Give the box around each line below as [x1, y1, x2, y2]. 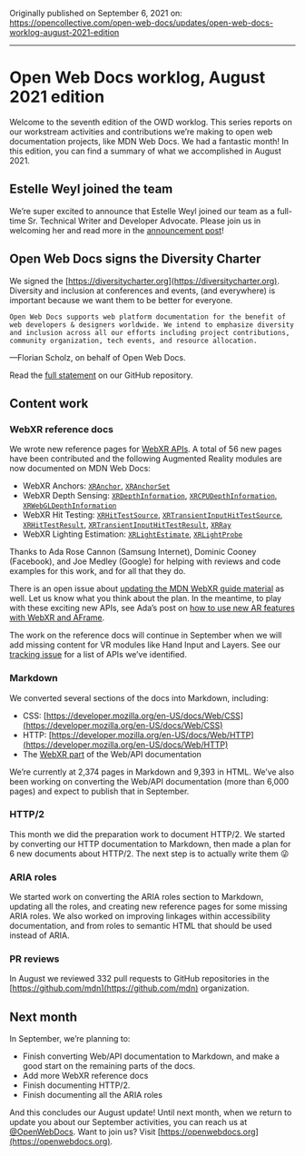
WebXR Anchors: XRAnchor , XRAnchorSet [22, 480, 171, 491]
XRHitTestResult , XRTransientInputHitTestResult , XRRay [22, 519, 231, 530]
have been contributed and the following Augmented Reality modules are [9, 453, 283, 464]
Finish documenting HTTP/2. [22, 1080, 131, 1091]
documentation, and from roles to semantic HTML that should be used [9, 921, 272, 932]
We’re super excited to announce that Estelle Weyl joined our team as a [9, 205, 275, 216]
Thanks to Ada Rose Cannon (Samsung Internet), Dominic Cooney [9, 547, 257, 558]
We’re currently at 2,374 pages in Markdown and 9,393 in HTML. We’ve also [9, 766, 295, 777]
